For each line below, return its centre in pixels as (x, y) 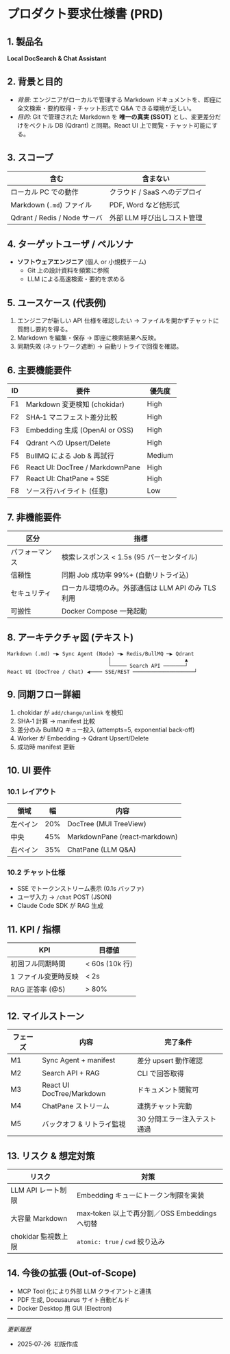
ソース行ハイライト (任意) (67, 491)
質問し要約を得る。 (44, 329)
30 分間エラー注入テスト (177, 1119)
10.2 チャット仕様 (36, 872)
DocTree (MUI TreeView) (107, 824)
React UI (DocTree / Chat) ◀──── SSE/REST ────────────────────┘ (102, 672)
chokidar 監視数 (36, 1236)
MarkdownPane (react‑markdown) (123, 837)
